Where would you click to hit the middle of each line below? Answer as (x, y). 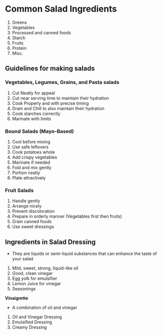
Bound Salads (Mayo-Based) (40, 131)
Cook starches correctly (36, 113)
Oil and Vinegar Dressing (37, 317)
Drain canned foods (32, 222)
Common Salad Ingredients (61, 9)
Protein (19, 48)
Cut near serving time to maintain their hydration (60, 98)
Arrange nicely (27, 206)
